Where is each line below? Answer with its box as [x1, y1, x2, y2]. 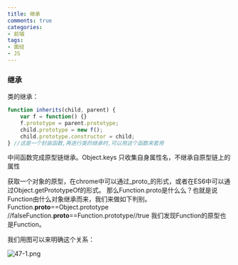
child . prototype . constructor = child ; [20, 133, 135, 140]
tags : [7, 37, 23, 44]
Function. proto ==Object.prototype [7, 203, 109, 212]
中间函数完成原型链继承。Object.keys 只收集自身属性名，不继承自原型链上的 [7, 153, 231, 162]
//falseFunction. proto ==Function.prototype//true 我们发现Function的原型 [7, 211, 220, 220]
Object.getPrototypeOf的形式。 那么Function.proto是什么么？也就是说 [13, 186, 218, 195]
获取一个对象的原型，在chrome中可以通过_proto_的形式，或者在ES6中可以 [7, 177, 225, 185]
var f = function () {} [20, 113, 87, 121]
